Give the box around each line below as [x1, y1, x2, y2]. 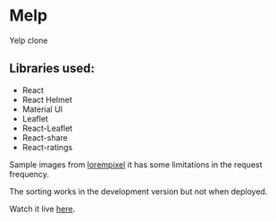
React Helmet [21, 94, 73, 105]
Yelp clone [9, 35, 48, 46]
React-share [21, 132, 69, 143]
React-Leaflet [21, 123, 73, 133]
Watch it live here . [9, 203, 76, 214]
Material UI [21, 104, 63, 115]
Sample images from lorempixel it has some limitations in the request [9, 158, 263, 170]
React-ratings [21, 141, 73, 152]
